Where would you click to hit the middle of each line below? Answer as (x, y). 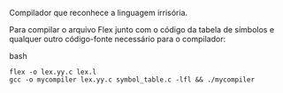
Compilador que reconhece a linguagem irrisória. (99, 13)
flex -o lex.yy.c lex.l (53, 72)
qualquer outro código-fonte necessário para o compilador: (118, 39)
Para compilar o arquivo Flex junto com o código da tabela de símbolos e (142, 29)
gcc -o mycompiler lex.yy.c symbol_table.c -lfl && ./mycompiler (132, 80)
